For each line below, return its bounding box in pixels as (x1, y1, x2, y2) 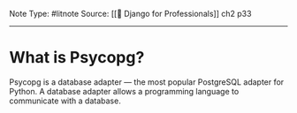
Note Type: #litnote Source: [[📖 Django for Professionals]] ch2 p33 (9, 9, 252, 19)
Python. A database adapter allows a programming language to (9, 86, 240, 96)
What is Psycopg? (9, 48, 145, 68)
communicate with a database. (9, 95, 121, 106)
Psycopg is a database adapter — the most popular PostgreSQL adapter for (9, 76, 285, 87)
